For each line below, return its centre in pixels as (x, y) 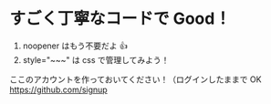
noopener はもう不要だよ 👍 (75, 46)
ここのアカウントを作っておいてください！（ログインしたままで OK (135, 79)
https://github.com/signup (58, 89)
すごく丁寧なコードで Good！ (120, 19)
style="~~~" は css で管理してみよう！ (96, 59)
